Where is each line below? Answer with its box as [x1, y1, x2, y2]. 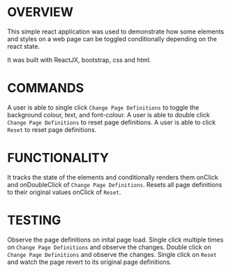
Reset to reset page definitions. [7, 125, 97, 133]
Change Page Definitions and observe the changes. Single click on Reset [7, 250, 217, 258]
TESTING [7, 212, 61, 228]
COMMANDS [7, 80, 84, 96]
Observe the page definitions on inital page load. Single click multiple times [7, 235, 224, 244]
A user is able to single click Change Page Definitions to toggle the [7, 103, 200, 112]
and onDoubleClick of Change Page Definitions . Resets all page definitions [7, 180, 223, 189]
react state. [7, 42, 40, 50]
